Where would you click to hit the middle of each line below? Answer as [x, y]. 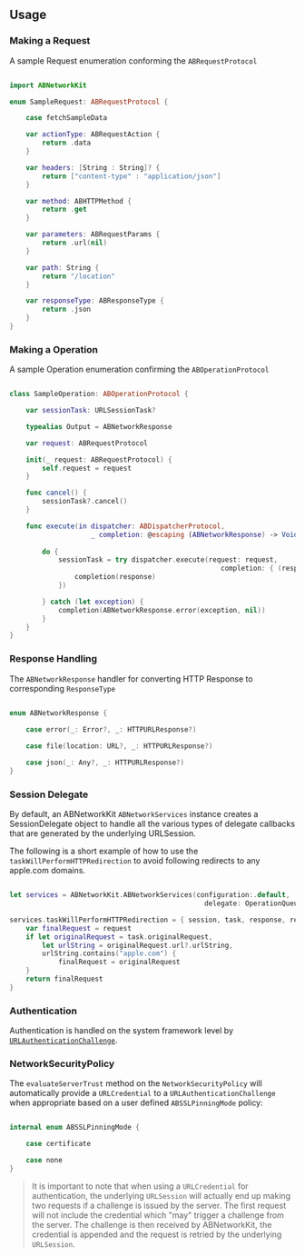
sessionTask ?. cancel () [85, 502]
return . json [67, 309]
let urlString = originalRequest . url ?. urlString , [138, 945]
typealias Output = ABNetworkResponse [99, 426]
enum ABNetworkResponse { [58, 713]
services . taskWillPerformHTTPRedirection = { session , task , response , [148, 920]
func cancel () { [57, 493]
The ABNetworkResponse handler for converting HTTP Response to [131, 678]
